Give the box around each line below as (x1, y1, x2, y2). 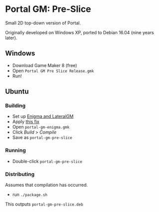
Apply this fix (12, 119, 40, 125)
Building (5, 102, 26, 109)
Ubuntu (5, 87, 29, 96)
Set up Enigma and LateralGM (12, 113, 74, 120)
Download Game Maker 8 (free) (12, 62, 78, 68)
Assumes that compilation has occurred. (5, 182, 88, 188)
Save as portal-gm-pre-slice (12, 135, 73, 141)
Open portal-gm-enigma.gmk (12, 124, 70, 130)
